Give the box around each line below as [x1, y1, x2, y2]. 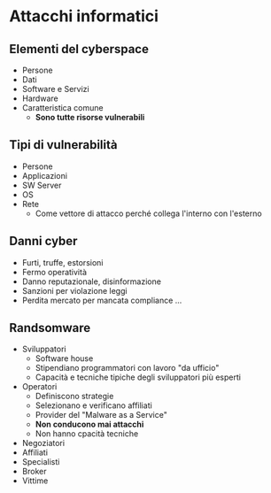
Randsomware [9, 320, 91, 335]
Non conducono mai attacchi [35, 419, 144, 430]
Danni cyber [9, 234, 78, 249]
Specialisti [21, 457, 60, 467]
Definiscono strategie [35, 391, 114, 402]
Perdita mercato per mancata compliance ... [21, 295, 182, 305]
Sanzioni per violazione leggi [21, 285, 128, 296]
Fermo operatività [21, 266, 87, 277]
